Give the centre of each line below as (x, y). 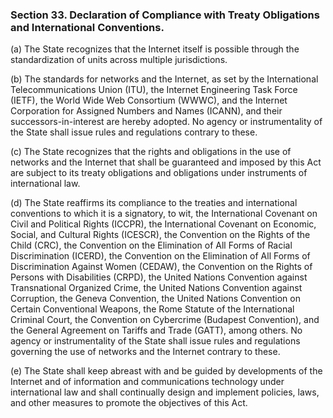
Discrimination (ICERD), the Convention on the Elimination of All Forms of (160, 256)
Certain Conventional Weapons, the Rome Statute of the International (152, 309)
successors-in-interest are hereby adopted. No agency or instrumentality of (166, 122)
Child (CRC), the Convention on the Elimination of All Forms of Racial (151, 245)
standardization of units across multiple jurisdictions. (119, 60)
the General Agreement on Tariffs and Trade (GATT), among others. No (156, 330)
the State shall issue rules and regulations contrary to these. (134, 132)
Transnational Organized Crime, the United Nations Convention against (156, 288)
